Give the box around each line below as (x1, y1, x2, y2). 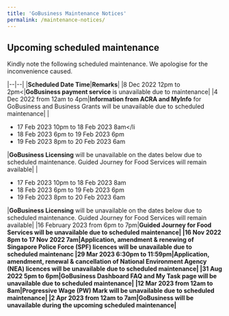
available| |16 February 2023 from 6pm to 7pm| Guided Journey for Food (7, 221, 212, 230)
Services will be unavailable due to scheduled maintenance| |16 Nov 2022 (7, 228, 221, 236)
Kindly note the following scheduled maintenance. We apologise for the (7, 60, 208, 69)
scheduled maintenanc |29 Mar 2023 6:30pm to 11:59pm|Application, (7, 250, 210, 258)
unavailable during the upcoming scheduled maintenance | (7, 301, 177, 309)
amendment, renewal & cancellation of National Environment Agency (7, 258, 207, 266)
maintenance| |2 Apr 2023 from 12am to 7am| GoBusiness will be (7, 294, 194, 302)
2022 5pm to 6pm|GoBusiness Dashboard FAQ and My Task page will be (7, 272, 217, 280)
